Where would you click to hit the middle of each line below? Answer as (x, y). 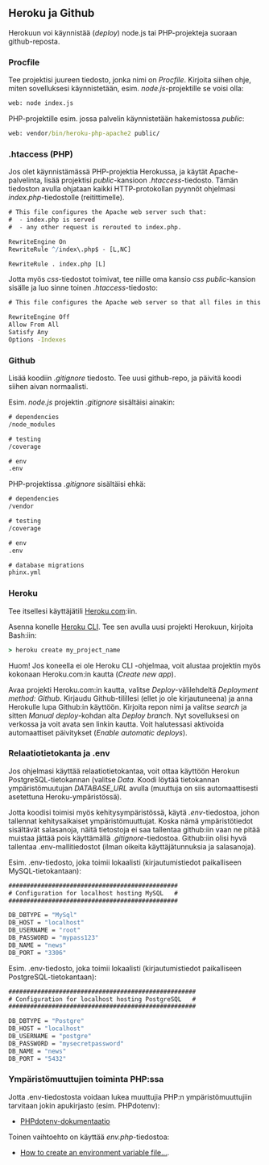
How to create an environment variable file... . (95, 1152)
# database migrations (46, 565)
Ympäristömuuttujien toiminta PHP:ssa (86, 1079)
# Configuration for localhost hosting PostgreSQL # (102, 999)
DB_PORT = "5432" (37, 1058)
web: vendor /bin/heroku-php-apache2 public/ (84, 133)
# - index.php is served (52, 220)
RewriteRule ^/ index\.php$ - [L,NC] (70, 249)
